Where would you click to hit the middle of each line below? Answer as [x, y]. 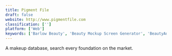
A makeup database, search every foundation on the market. [69, 48]
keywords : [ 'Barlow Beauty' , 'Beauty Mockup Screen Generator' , [75, 34]
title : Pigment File [27, 10]
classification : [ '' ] [28, 24]
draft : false [19, 15]
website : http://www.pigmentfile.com [46, 19]
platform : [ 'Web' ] [25, 29]
